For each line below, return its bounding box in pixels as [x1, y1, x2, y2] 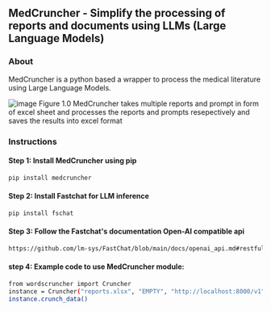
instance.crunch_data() [8, 295, 89, 303]
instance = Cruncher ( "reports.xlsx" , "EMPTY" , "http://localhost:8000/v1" [8, 287, 265, 296]
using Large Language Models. [8, 82, 111, 92]
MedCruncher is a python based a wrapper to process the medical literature [8, 74, 261, 84]
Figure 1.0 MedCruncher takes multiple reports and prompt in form [39, 99, 260, 108]
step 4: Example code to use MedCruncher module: [8, 262, 185, 271]
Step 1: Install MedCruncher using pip [8, 156, 137, 166]
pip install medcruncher [8, 174, 92, 182]
